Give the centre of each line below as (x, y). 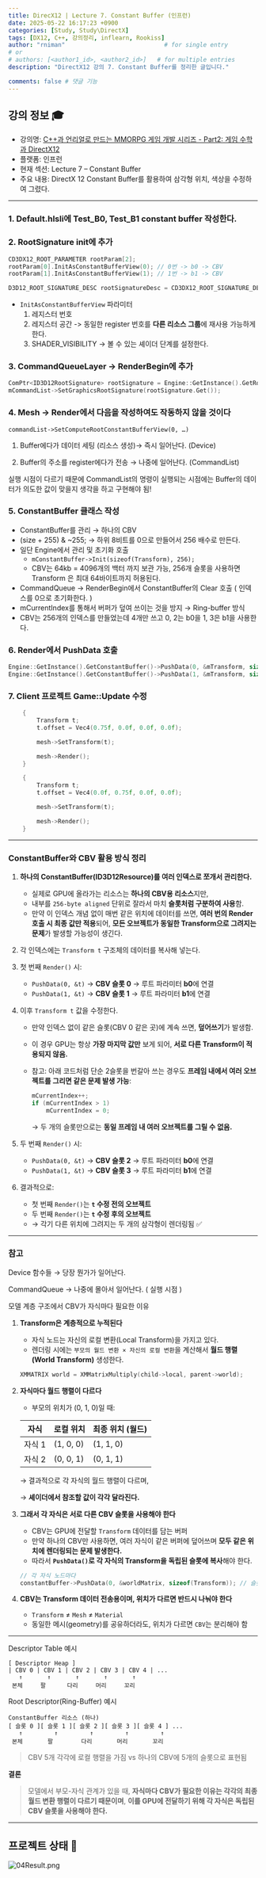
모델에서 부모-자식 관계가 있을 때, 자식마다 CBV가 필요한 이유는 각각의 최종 (142, 1791)
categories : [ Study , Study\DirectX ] (68, 30)
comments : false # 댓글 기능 (53, 81)
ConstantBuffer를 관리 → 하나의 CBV (78, 530)
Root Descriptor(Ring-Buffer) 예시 (63, 1701)
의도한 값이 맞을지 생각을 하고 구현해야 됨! (87, 489)
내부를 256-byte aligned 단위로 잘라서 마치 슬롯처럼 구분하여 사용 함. (137, 903)
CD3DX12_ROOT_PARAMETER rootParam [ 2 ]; (72, 259)
